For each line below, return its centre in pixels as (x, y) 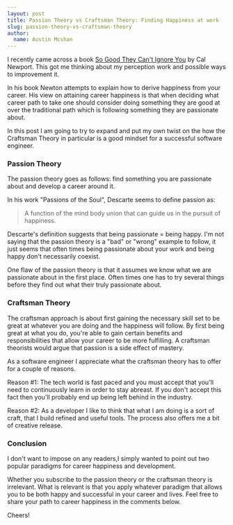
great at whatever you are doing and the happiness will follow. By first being (116, 326)
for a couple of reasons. (42, 368)
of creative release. (35, 425)
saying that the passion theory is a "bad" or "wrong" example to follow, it (112, 242)
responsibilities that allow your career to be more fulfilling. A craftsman (109, 340)
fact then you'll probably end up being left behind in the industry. (100, 397)
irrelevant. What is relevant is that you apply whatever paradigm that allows (115, 487)
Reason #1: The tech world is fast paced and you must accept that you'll (111, 382)
